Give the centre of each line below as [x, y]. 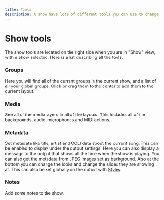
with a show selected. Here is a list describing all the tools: [64, 57]
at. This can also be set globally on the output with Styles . [63, 170]
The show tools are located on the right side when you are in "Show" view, [80, 52]
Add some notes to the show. [35, 193]
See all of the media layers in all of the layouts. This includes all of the [75, 115]
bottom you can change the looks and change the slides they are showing [80, 164]
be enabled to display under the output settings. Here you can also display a [82, 148]
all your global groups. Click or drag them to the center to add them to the [79, 86]
